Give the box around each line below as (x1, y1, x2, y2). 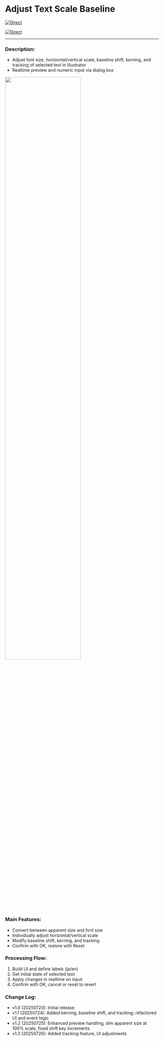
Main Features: (5, 916, 41, 923)
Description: (5, 45, 35, 52)
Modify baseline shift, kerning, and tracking (12, 938, 100, 943)
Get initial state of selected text (12, 971, 75, 977)
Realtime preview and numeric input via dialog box (12, 67, 114, 73)
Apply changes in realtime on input (12, 976, 82, 982)
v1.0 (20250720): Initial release (12, 1005, 75, 1011)
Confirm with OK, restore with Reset (12, 942, 84, 948)
